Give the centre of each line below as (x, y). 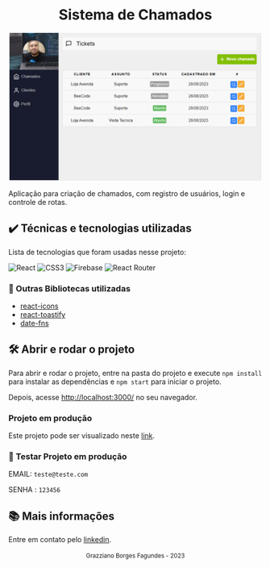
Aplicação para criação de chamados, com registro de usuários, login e (127, 193)
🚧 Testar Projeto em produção (68, 457)
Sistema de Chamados (135, 15)
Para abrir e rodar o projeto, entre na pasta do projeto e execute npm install (135, 373)
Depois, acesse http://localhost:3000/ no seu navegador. (103, 397)
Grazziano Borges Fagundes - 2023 (135, 556)
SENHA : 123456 (34, 490)
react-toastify (43, 315)
